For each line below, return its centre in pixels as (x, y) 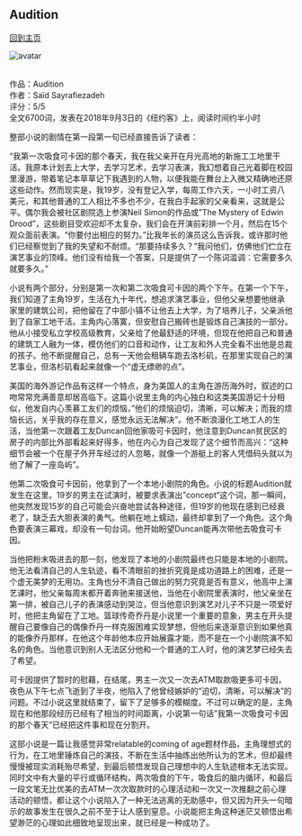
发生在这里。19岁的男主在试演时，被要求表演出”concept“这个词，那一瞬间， (150, 495)
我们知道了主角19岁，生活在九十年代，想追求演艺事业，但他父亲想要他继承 (147, 299)
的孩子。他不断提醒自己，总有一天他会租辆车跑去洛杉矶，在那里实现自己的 (147, 355)
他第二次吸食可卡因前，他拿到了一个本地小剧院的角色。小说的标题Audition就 (151, 483)
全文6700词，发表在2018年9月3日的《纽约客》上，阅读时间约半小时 (135, 117)
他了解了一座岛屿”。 (47, 464)
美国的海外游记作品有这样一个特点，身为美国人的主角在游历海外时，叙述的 (147, 386)
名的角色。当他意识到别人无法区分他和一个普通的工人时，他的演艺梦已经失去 (151, 649)
